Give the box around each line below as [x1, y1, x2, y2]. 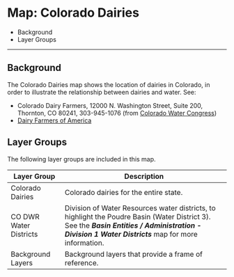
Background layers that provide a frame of [65, 249, 203, 259]
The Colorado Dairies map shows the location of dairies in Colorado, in [7, 80, 210, 88]
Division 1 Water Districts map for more [65, 229, 198, 239]
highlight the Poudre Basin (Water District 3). [65, 212, 211, 221]
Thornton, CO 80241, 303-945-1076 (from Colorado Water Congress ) [17, 109, 217, 117]
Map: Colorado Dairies [7, 5, 139, 21]
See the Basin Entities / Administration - [65, 221, 202, 230]
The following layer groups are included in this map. [7, 155, 156, 163]
